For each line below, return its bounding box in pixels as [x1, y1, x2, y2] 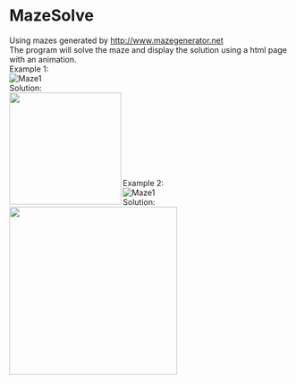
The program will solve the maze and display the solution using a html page [9, 44, 288, 55]
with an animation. [9, 54, 78, 64]
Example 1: [9, 64, 49, 74]
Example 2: [123, 177, 164, 188]
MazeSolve [9, 5, 94, 26]
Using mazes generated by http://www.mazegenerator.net [9, 35, 224, 46]
